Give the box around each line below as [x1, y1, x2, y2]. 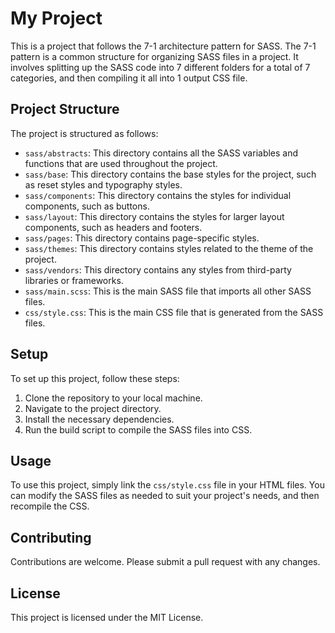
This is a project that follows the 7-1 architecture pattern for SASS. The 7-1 [10, 40, 317, 52]
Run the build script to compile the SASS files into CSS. [24, 423, 253, 436]
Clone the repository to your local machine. [24, 392, 203, 404]
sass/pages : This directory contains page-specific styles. [24, 232, 260, 244]
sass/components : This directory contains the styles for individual [24, 189, 292, 201]
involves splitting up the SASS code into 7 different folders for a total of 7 [10, 61, 311, 73]
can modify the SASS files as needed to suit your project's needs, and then [10, 490, 320, 502]
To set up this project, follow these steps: [10, 372, 180, 384]
